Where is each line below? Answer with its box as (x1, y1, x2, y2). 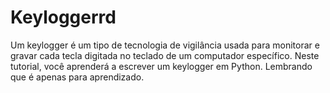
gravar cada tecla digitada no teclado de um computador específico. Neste (10, 49, 320, 61)
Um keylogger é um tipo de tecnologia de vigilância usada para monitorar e (10, 39, 320, 51)
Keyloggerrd (10, 6, 117, 29)
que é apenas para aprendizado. (10, 71, 145, 83)
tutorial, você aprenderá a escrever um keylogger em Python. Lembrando (10, 60, 313, 72)
